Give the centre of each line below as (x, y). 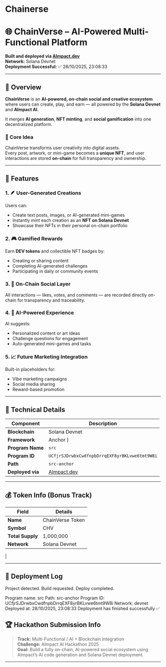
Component (26, 423)
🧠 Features (22, 178)
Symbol (17, 528)
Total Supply (23, 536)
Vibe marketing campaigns (40, 379)
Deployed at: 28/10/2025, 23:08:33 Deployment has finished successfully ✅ (83, 608)
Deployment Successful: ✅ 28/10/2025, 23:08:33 (56, 67)
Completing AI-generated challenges (50, 266)
